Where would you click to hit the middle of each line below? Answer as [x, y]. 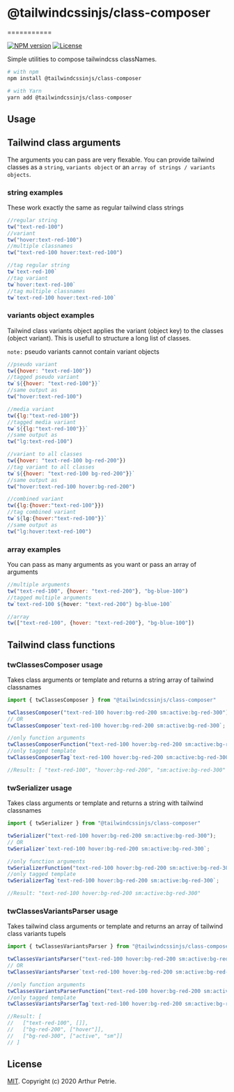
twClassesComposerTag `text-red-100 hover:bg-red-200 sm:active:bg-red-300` [119, 758]
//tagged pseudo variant [43, 377]
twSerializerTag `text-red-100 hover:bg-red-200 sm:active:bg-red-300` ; [113, 881]
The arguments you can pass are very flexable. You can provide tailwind [111, 159]
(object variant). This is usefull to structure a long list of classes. [99, 338]
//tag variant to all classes [51, 467]
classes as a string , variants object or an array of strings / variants [111, 167]
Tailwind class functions [61, 645]
